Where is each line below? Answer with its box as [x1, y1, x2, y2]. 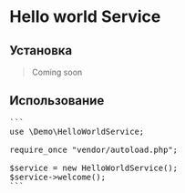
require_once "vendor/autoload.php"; [9, 144, 179, 155]
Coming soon [31, 66, 83, 77]
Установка [9, 43, 73, 58]
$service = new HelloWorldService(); [9, 162, 179, 173]
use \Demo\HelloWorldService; [9, 126, 145, 137]
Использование [9, 93, 105, 108]
